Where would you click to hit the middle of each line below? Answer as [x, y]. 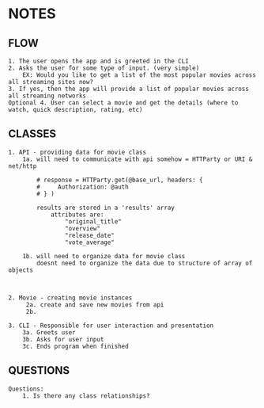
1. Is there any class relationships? [86, 396]
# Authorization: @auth [83, 187]
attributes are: [77, 215]
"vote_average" [89, 242]
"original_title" [93, 221]
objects [21, 270]
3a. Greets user [49, 332]
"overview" [83, 228]
